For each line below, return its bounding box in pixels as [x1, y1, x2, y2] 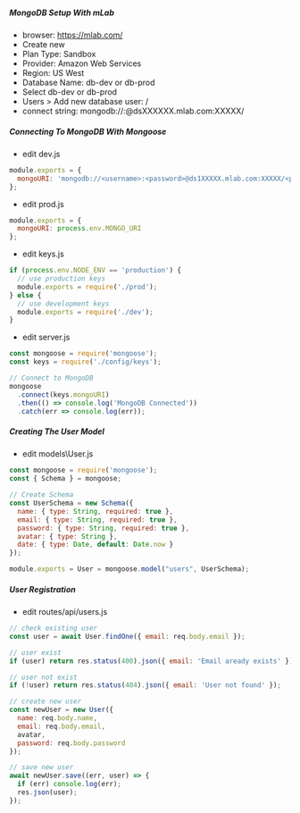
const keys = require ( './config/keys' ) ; [9, 357, 162, 366]
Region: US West [21, 67, 85, 78]
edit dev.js [21, 148, 61, 159]
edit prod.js [21, 198, 64, 209]
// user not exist [9, 673, 78, 682]
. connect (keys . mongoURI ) [17, 390, 110, 399]
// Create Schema [9, 490, 74, 499]
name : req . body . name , [17, 714, 98, 723]
